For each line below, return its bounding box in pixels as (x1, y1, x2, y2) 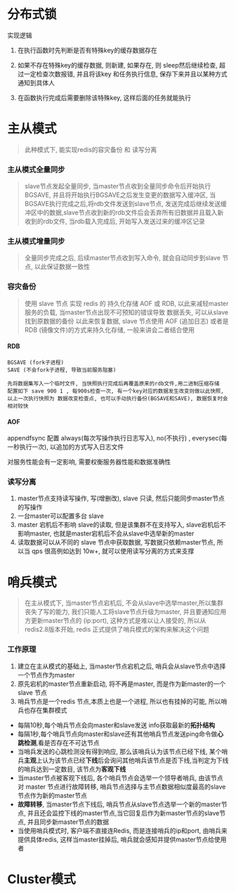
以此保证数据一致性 (34, 262, 90, 271)
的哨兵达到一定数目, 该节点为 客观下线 (17, 765, 126, 773)
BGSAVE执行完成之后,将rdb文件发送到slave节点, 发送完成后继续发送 (24, 200, 221, 208)
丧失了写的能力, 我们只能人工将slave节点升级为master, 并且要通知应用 (24, 608, 227, 616)
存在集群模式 (29, 706, 67, 714)
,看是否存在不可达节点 (36, 738, 100, 746)
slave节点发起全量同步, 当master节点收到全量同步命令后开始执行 (24, 182, 211, 191)
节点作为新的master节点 (17, 791, 88, 799)
